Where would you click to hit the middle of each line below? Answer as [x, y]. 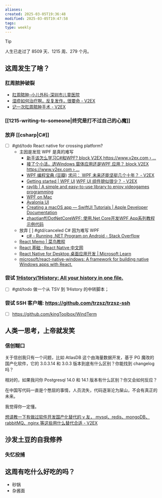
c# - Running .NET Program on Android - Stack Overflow [83, 236]
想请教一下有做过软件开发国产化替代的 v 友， [50, 417]
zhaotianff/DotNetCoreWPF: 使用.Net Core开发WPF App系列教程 [91, 218]
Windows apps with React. [46, 265]
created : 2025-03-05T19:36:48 [36, 14]
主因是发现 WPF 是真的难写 [46, 152]
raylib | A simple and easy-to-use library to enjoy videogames [88, 187]
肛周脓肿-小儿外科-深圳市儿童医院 [46, 95]
